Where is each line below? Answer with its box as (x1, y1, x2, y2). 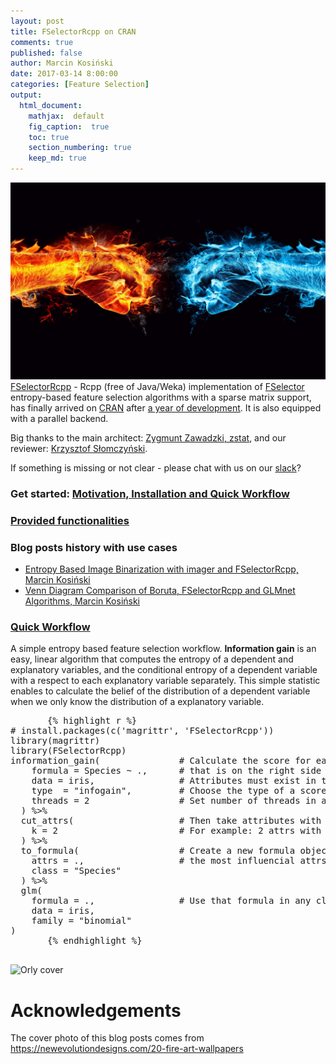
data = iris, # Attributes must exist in (31, 775, 317, 787)
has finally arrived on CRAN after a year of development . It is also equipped (10, 402, 322, 414)
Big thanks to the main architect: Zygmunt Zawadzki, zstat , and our (10, 432, 287, 444)
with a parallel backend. (10, 413, 109, 424)
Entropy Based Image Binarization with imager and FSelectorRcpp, (24, 563, 299, 575)
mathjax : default (28, 111, 105, 121)
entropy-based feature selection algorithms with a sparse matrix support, (10, 391, 312, 403)
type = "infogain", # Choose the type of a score (31, 785, 327, 797)
